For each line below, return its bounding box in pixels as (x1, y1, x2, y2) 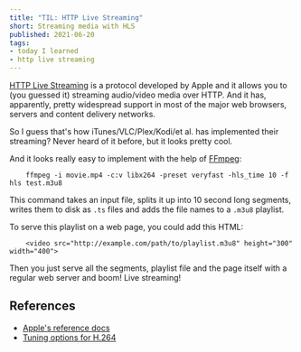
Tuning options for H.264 (22, 331, 117, 343)
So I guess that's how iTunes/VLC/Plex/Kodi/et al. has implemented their (9, 126, 279, 136)
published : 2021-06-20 (9, 30, 95, 39)
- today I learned (9, 47, 79, 56)
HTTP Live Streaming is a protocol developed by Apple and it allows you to (9, 80, 287, 90)
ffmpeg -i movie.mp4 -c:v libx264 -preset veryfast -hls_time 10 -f (25, 171, 289, 180)
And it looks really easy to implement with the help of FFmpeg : (9, 153, 242, 163)
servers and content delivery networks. (9, 109, 156, 119)
